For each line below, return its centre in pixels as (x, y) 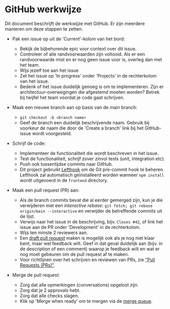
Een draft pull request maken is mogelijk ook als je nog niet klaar (87, 238)
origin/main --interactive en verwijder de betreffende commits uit (91, 211)
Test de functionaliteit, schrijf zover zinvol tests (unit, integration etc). (92, 159)
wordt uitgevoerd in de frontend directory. (64, 180)
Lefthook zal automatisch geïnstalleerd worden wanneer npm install (92, 175)
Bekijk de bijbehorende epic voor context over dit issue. (78, 48)
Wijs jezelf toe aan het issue (49, 70)
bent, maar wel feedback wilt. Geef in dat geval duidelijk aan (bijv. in (91, 243)
